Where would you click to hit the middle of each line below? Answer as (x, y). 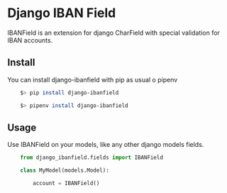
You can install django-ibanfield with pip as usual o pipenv (93, 79)
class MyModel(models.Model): (65, 171)
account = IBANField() (66, 183)
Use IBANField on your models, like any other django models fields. (106, 145)
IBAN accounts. (30, 40)
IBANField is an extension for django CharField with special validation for (113, 33)
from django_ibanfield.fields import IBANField (92, 158)
